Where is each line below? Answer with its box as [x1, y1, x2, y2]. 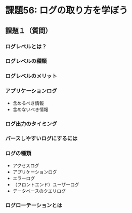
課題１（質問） [5, 26, 52, 35]
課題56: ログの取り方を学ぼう [5, 5, 128, 16]
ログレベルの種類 [5, 58, 47, 65]
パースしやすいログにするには [5, 135, 78, 142]
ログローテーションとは [5, 201, 62, 208]
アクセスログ [12, 162, 39, 168]
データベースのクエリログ [12, 188, 66, 194]
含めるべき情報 [12, 100, 44, 106]
